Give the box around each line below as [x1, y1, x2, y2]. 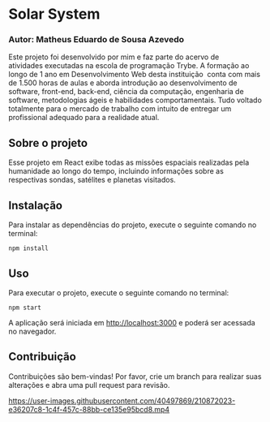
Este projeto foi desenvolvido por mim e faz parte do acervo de [8, 52, 220, 62]
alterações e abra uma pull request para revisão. [8, 380, 170, 390]
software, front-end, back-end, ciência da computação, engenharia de [8, 87, 245, 97]
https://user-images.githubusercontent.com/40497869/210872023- [8, 395, 236, 406]
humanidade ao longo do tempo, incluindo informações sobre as [8, 166, 225, 176]
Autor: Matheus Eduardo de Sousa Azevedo [8, 34, 185, 45]
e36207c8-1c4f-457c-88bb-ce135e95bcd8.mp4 [8, 404, 170, 414]
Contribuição [8, 350, 77, 364]
